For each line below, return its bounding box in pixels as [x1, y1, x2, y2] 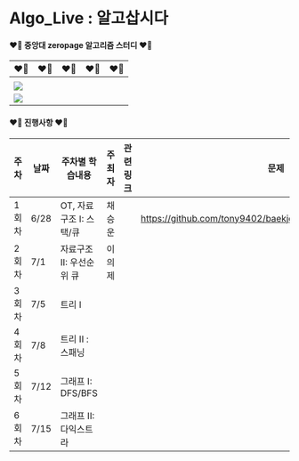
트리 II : [60, 333, 89, 345]
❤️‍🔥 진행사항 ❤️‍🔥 [9, 117, 69, 127]
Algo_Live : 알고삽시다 [9, 8, 169, 28]
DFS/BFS [60, 386, 98, 399]
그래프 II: [60, 409, 95, 422]
